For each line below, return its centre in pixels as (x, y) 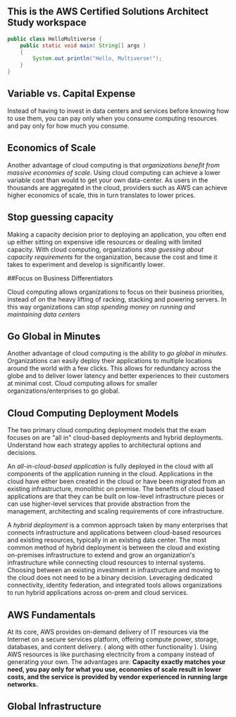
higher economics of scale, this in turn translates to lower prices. (101, 195)
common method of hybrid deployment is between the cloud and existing (114, 547)
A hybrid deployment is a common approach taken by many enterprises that (118, 525)
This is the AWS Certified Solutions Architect (108, 12)
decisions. (22, 453)
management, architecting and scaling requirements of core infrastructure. (116, 511)
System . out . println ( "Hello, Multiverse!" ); (97, 59)
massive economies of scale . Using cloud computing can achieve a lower (114, 172)
